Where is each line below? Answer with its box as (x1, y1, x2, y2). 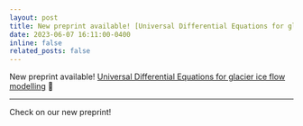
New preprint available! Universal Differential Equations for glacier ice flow (9, 71, 286, 82)
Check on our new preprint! (9, 107, 112, 118)
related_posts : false (9, 47, 91, 56)
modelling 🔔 (9, 81, 54, 92)
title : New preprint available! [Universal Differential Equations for (9, 22, 284, 31)
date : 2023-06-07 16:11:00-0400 (9, 30, 131, 39)
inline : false (9, 38, 63, 48)
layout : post (9, 13, 59, 22)
